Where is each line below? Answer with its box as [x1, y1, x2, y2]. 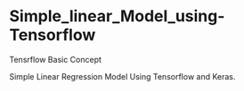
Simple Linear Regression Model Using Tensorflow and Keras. [9, 71, 236, 81]
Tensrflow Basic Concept [9, 54, 102, 64]
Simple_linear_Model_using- [9, 6, 225, 27]
